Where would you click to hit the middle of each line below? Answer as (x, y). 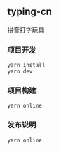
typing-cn (30, 12)
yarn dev (20, 72)
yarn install (26, 66)
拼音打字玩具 (26, 30)
